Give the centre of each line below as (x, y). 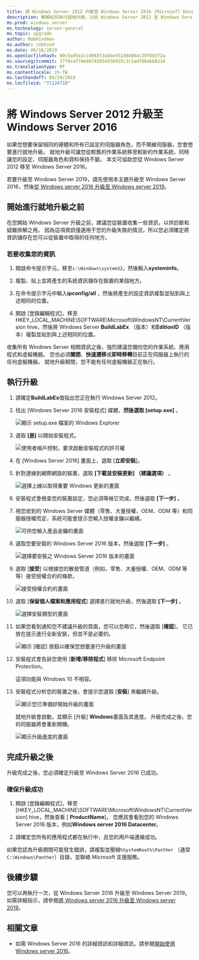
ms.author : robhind (31, 45)
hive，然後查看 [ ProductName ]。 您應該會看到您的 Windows (104, 817)
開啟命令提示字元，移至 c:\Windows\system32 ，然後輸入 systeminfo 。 (99, 268)
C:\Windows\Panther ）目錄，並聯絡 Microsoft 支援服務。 (75, 857)
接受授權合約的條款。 (52, 576)
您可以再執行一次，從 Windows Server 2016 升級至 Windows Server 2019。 (99, 892)
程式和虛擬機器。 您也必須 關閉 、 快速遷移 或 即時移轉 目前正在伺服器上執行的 (98, 354)
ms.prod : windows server (37, 23)
